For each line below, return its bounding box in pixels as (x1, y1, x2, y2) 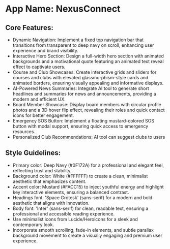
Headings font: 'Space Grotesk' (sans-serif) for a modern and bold (12, 194, 153, 201)
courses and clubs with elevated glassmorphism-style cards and (12, 75, 149, 80)
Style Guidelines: (5, 148, 61, 158)
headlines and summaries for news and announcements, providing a (12, 91, 156, 97)
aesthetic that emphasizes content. (12, 178, 87, 184)
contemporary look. (12, 222, 54, 228)
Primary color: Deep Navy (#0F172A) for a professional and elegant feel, (12, 162, 164, 168)
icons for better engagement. (12, 112, 74, 118)
